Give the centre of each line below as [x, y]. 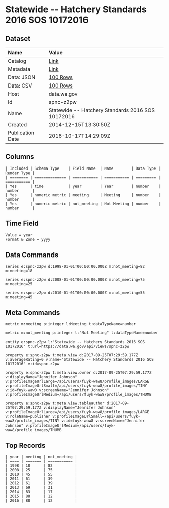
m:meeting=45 [19, 297]
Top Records [25, 445]
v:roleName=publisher [28, 417]
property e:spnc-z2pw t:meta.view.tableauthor [55, 403]
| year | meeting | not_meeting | [41, 457]
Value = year [19, 235]
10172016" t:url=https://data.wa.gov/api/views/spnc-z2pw [67, 346]
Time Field [22, 224]
